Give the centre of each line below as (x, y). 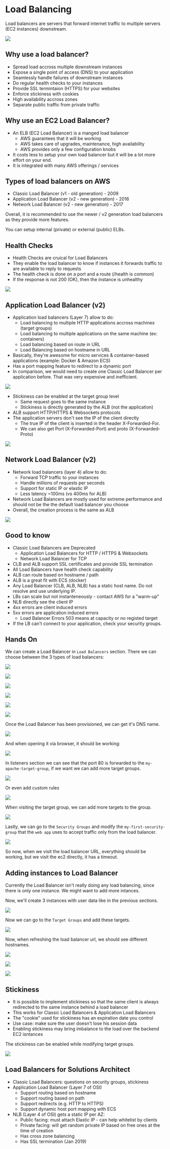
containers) (32, 339)
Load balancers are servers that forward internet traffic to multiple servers (83, 23)
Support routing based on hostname (58, 1092)
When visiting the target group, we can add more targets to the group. (78, 807)
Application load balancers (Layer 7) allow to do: (63, 317)
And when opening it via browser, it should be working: (63, 744)
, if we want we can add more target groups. (95, 769)
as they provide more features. (37, 220)
